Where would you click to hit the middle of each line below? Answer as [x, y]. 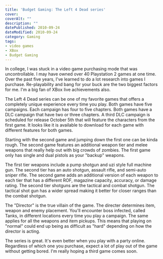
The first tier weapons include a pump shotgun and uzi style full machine [78, 165]
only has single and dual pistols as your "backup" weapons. [65, 155]
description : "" [21, 23]
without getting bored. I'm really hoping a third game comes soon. [71, 251]
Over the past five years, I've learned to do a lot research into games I [75, 79]
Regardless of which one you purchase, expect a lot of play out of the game [81, 246]
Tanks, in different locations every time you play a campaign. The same [77, 216]
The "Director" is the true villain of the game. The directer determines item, [80, 205]
